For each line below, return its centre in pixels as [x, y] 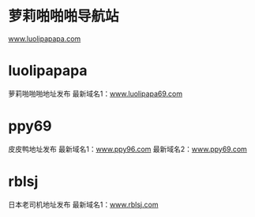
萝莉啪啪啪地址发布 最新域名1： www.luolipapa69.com [96, 93]
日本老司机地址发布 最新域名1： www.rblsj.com [83, 204]
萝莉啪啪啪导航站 [64, 16]
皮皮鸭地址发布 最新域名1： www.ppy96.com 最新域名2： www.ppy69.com [127, 149]
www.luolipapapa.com [45, 38]
